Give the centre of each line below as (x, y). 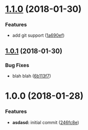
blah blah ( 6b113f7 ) (32, 76)
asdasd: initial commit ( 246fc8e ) (45, 122)
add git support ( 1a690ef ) (38, 35)
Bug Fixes (17, 65)
